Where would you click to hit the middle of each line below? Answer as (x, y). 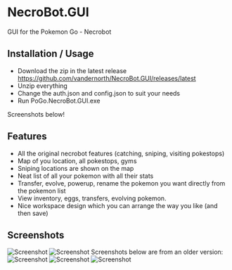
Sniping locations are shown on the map (76, 168)
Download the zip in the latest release (72, 70)
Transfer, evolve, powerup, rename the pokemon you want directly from (121, 183)
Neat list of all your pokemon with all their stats (85, 176)
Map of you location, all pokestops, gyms (77, 161)
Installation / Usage (51, 54)
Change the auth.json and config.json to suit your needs (99, 93)
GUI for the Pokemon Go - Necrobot (59, 32)
